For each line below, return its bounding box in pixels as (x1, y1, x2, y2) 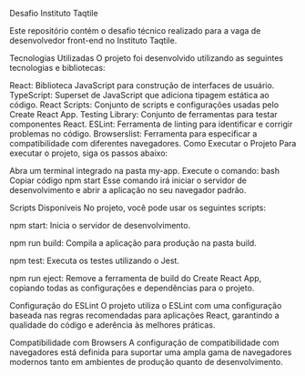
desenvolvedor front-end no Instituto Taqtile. (9, 36, 178, 46)
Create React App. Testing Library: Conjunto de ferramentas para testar (9, 109, 278, 119)
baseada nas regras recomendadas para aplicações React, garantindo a (9, 310, 280, 320)
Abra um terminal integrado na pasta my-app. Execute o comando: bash (9, 166, 280, 176)
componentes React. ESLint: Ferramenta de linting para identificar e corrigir (9, 118, 293, 129)
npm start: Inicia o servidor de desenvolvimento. (9, 220, 191, 230)
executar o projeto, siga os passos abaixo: (9, 147, 168, 158)
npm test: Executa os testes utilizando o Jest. (9, 255, 180, 266)
